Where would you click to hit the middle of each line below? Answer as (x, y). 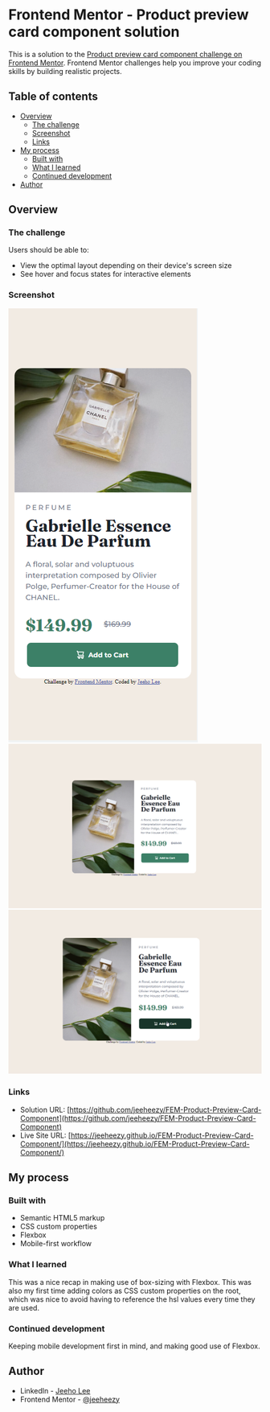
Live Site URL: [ (45, 1135)
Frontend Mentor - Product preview (129, 15)
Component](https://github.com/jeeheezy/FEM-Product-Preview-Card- (138, 1118)
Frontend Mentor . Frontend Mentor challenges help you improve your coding (135, 63)
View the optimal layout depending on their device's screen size (126, 266)
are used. (24, 1307)
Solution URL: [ (45, 1109)
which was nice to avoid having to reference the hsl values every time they (132, 1299)
